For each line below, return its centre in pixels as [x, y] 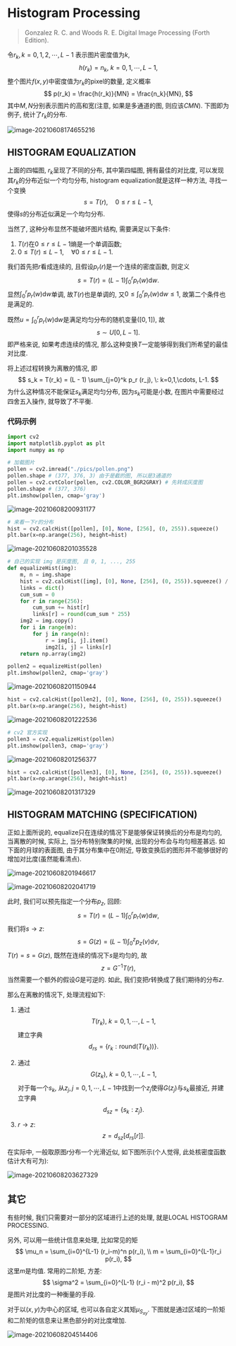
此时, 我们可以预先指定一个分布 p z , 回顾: [64, 902]
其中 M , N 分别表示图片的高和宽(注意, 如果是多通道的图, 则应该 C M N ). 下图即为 [118, 106]
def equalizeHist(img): [42, 568]
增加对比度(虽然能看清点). [45, 859]
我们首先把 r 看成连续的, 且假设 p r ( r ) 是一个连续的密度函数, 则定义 [99, 267]
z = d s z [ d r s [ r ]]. [124, 1137]
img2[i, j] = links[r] [78, 647]
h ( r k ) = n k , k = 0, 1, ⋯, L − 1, [118, 68]
